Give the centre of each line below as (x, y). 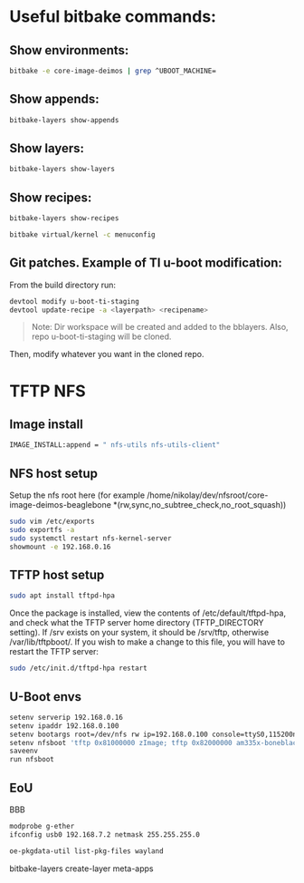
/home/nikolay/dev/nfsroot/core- (208, 495)
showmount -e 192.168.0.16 (60, 547)
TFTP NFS (47, 391)
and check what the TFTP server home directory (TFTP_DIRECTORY (137, 623)
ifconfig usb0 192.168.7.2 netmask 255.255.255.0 (105, 834)
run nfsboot (32, 760)
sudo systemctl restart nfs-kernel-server (90, 538)
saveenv (24, 751)
